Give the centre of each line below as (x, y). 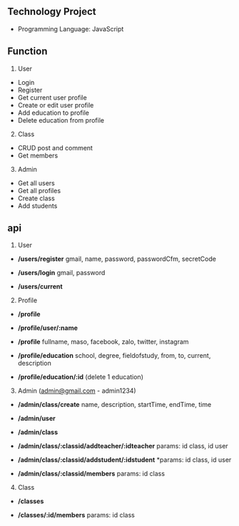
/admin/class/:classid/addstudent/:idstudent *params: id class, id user (124, 460)
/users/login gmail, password (61, 273)
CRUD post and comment (55, 148)
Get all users (36, 183)
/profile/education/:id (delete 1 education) (81, 377)
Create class (36, 198)
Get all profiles (39, 190)
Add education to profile (54, 113)
